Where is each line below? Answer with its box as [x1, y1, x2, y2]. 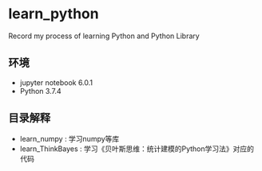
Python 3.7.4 [19, 86, 62, 95]
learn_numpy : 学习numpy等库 [19, 134, 120, 143]
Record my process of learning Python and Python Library [8, 31, 200, 41]
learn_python [8, 5, 99, 23]
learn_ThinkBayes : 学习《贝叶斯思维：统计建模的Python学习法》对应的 [19, 144, 254, 154]
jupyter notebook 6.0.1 [19, 77, 93, 87]
